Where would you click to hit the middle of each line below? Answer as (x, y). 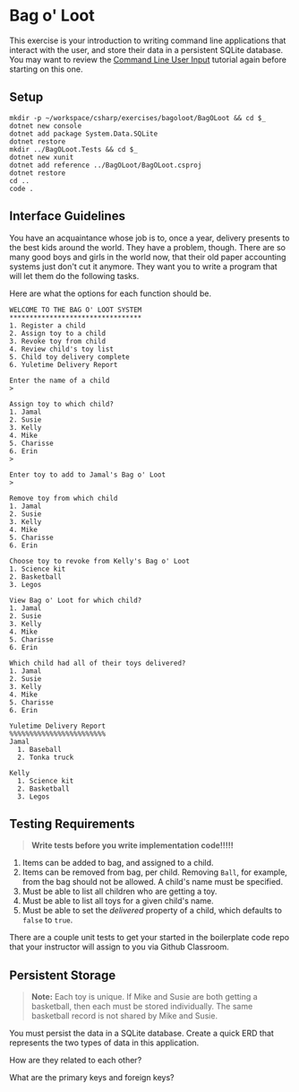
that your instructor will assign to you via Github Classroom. (120, 947)
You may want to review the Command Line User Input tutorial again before (148, 59)
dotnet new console (46, 126)
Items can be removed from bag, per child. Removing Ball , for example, (155, 872)
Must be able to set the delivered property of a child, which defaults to (152, 911)
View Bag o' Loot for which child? (76, 600)
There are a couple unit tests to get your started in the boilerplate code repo (149, 938)
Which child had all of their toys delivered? (98, 663)
